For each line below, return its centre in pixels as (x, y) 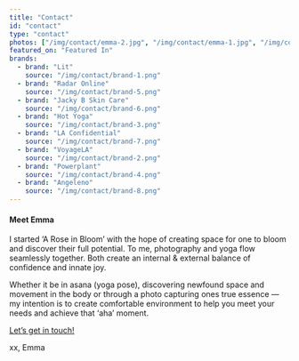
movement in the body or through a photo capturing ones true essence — (144, 294)
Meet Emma (32, 220)
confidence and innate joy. (58, 268)
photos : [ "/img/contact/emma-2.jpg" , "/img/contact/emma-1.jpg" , (133, 42)
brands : (24, 59)
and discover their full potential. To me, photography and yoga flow (133, 249)
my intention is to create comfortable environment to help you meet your (142, 304)
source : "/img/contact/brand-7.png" (93, 141)
